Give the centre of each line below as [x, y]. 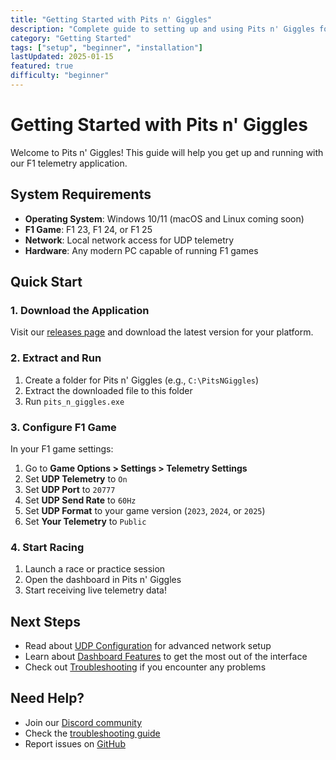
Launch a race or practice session [95, 569]
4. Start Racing [47, 547]
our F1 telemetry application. [69, 163]
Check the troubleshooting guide [92, 733]
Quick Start [46, 282]
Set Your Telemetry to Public [85, 521]
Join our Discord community [83, 722]
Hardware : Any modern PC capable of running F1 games [141, 250]
